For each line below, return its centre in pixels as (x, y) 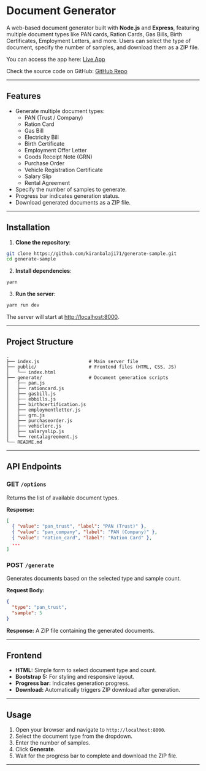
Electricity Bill (42, 137)
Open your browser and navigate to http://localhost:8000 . (90, 730)
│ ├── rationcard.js (35, 388)
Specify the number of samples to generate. (71, 189)
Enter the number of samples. (53, 743)
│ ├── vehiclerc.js (34, 426)
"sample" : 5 (27, 613)
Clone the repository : (43, 242)
